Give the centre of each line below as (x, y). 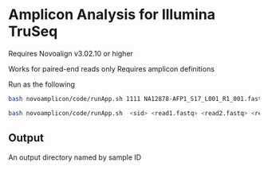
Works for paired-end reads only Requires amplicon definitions (112, 68)
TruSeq (33, 31)
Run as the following (42, 84)
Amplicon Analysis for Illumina (112, 15)
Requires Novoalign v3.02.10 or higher (71, 53)
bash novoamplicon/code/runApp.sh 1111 (75, 99)
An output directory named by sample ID (75, 157)
